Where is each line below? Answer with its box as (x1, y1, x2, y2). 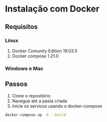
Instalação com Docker (5, 3, 100, 14)
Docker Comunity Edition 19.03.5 (12, 48, 77, 54)
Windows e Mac (5, 65, 44, 72)
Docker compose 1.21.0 (12, 53, 59, 59)
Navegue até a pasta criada (12, 98, 67, 104)
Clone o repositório (12, 93, 51, 98)
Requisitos (5, 23, 38, 31)
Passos (5, 80, 28, 88)
